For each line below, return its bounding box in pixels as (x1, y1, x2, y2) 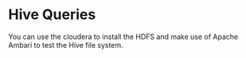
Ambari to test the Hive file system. (8, 40, 123, 49)
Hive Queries (8, 6, 96, 24)
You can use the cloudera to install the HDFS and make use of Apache (8, 32, 239, 41)
